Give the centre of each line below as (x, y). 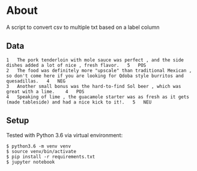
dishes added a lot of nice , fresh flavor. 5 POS (76, 65)
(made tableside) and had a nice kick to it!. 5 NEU (79, 102)
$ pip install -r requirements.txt (51, 157)
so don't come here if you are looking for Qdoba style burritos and (95, 76)
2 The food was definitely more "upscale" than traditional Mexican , (99, 70)
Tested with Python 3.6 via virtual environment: (65, 135)
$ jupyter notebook (31, 162)
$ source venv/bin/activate (41, 151)
